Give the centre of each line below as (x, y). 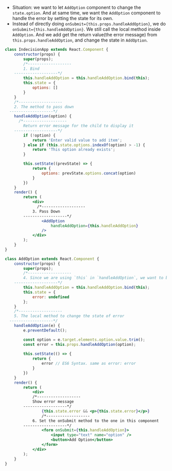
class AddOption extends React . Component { (52, 259)
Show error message (53, 402)
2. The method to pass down (44, 107)
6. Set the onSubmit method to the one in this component (95, 421)
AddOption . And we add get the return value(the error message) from (85, 35)
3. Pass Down (46, 211)
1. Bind (31, 69)
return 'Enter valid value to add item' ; (77, 140)
